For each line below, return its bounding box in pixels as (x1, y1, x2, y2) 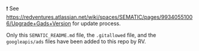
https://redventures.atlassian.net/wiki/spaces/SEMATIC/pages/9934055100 (6, 14, 193, 20)
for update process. (72, 20, 121, 27)
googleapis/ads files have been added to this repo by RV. (6, 38, 146, 45)
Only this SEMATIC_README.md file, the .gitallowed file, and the (6, 32, 157, 38)
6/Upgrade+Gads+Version (6, 20, 72, 27)
